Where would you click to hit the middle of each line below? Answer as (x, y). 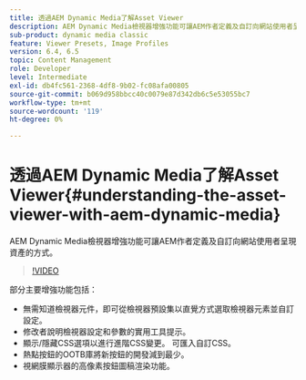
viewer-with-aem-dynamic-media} (145, 215)
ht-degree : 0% (36, 119)
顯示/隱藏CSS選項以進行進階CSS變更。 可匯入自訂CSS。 (129, 344)
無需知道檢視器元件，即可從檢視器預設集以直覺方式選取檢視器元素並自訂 (158, 309)
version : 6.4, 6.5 (44, 52)
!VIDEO (45, 271)
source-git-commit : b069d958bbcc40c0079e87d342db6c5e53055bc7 (130, 94)
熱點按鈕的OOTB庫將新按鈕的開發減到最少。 (106, 354)
